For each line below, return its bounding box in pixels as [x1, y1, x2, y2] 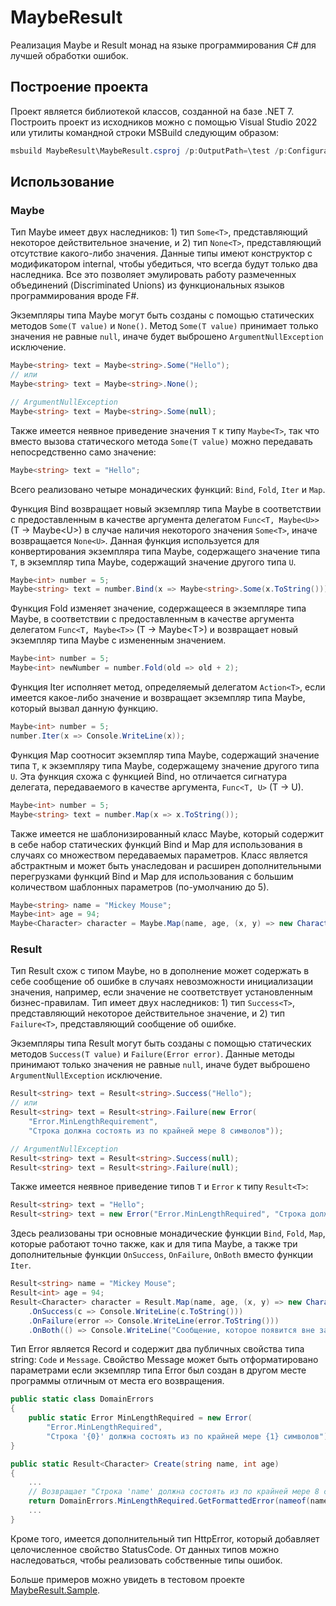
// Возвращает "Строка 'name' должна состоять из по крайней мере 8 [28, 1487, 320, 1497]
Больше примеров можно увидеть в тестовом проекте [10, 1573, 246, 1585]
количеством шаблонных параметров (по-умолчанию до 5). [10, 881, 270, 893]
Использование [10, 174, 115, 191]
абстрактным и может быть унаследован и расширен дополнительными [10, 859, 322, 871]
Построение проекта [10, 79, 149, 96]
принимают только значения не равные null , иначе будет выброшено [10, 1059, 311, 1071]
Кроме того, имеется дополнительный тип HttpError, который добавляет [10, 1532, 320, 1545]
